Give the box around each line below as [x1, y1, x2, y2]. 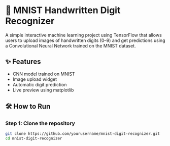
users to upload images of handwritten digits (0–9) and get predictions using [5, 37, 165, 43]
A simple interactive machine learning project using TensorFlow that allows [5, 32, 162, 38]
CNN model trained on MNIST [12, 71, 75, 77]
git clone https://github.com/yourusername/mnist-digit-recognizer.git [5, 131, 160, 136]
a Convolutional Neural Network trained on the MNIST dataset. [5, 42, 136, 48]
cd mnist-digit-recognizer [5, 136, 62, 141]
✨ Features [5, 58, 41, 66]
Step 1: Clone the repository [5, 120, 75, 127]
